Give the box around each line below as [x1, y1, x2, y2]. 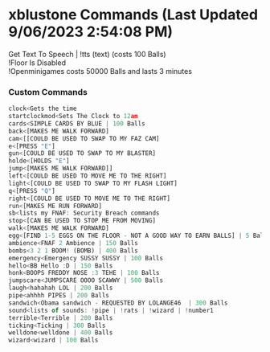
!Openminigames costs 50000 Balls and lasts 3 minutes [8, 66, 193, 76]
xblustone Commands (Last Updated [8, 6, 259, 24]
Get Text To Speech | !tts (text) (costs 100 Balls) [8, 49, 166, 59]
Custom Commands [8, 86, 88, 97]
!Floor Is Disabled [8, 58, 67, 68]
